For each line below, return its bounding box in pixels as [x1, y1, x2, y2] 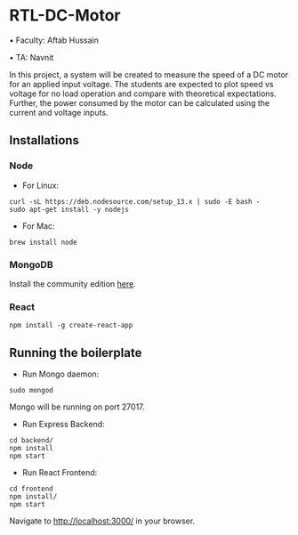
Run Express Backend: [21, 419, 105, 430]
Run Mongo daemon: [21, 369, 100, 379]
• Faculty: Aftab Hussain [9, 35, 100, 45]
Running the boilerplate [9, 345, 142, 361]
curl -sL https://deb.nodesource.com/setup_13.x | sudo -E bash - [9, 197, 261, 206]
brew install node [9, 238, 77, 247]
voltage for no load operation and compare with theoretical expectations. [9, 88, 278, 99]
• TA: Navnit [9, 52, 54, 62]
